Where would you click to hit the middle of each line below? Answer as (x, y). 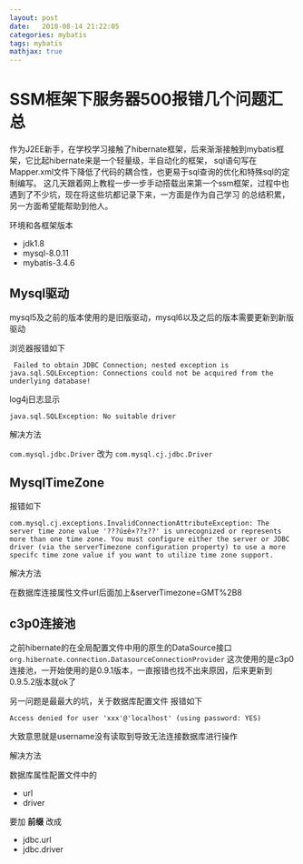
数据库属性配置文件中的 (53, 775)
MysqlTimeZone (57, 483)
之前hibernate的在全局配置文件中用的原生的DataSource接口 (121, 648)
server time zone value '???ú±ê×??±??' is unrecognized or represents (146, 531)
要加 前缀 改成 (35, 821)
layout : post (34, 18)
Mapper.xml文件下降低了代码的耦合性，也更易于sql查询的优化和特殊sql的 (146, 172)
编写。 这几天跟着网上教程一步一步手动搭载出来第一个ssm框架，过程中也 (153, 184)
